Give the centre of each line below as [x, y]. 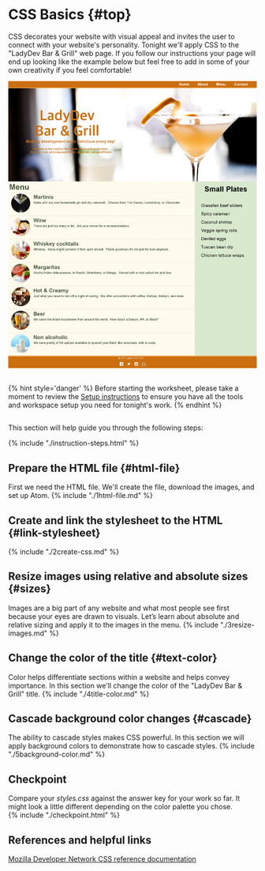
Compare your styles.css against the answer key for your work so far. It [124, 798]
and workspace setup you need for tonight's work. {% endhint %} [115, 405]
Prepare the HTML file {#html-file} [94, 468]
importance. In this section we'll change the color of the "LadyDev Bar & [125, 685]
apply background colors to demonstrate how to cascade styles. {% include [131, 746]
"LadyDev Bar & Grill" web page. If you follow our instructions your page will [132, 53]
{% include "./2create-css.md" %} [64, 552]
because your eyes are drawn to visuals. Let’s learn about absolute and [124, 616]
